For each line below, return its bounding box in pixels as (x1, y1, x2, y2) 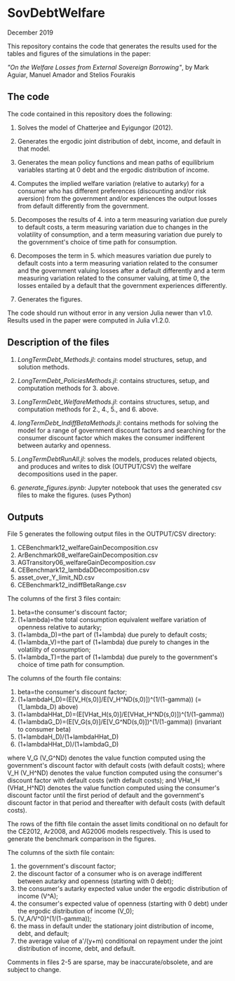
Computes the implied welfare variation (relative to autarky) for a (17, 179, 205, 187)
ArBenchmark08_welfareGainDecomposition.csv (17, 551, 159, 559)
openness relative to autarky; (17, 623, 102, 632)
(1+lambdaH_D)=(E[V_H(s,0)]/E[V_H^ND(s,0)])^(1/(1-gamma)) (17, 695, 194, 704)
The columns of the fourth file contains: (7, 674, 121, 682)
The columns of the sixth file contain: (7, 849, 115, 857)
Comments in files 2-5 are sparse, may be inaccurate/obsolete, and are (7, 958, 213, 966)
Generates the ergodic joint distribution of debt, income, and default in (17, 137, 222, 145)
